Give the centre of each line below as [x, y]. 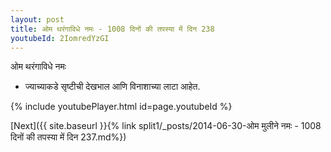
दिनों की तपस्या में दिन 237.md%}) [68, 137]
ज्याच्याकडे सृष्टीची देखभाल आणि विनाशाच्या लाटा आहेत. [112, 87]
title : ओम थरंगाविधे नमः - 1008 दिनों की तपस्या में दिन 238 [112, 29]
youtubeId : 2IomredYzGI [60, 38]
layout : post [37, 19]
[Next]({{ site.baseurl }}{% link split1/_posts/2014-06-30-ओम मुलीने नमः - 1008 [166, 126]
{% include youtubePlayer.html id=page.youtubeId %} [121, 107]
